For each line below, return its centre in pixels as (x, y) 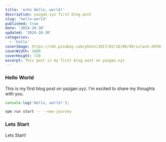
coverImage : (17, 47)
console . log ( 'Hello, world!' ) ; (37, 103)
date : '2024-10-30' (25, 28)
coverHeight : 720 (23, 56)
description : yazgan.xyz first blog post (48, 14)
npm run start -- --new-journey (38, 112)
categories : (17, 38)
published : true (22, 24)
